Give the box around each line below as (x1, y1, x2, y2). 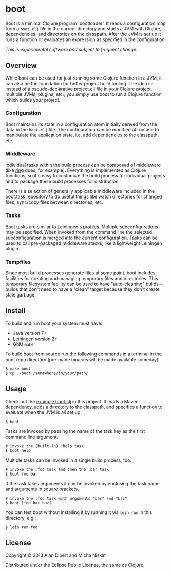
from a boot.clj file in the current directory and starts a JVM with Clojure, (5, 25, 162, 31)
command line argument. (5, 433, 58, 440)
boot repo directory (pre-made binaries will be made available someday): (5, 356, 160, 362)
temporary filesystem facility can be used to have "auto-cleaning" (5, 281, 145, 287)
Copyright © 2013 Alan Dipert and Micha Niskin (5, 552, 106, 558)
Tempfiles (5, 258, 31, 265)
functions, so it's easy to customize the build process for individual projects (5, 173, 165, 179)
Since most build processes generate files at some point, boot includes (5, 270, 156, 276)
